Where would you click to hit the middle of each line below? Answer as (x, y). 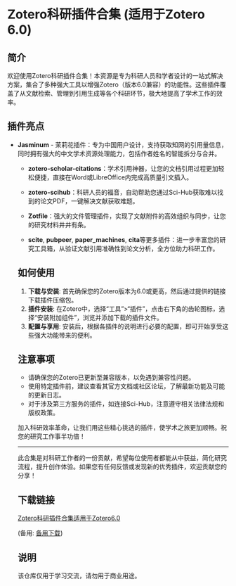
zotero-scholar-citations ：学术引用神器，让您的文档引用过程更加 (123, 168)
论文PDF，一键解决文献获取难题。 (90, 200)
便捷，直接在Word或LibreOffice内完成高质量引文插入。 (113, 177)
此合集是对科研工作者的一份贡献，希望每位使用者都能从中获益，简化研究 (122, 458)
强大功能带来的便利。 (65, 335)
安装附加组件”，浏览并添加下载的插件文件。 (100, 317)
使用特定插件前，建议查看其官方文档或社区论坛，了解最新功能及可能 (126, 386)
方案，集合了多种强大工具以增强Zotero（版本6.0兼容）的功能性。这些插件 (113, 84)
